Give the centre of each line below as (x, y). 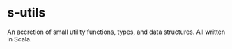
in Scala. (20, 39)
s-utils (26, 13)
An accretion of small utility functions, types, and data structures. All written (116, 32)
